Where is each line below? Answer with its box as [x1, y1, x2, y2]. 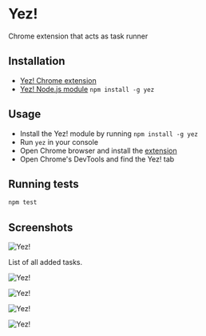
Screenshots [8, 221, 73, 234]
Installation [8, 54, 65, 68]
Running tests [8, 177, 80, 190]
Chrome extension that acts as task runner [8, 31, 149, 41]
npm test [8, 198, 38, 206]
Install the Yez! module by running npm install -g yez [19, 129, 198, 138]
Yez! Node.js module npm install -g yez [19, 84, 155, 94]
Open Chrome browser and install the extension [19, 146, 177, 155]
